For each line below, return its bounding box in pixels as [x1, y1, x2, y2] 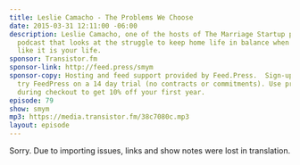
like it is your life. [17, 46, 102, 55]
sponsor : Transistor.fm [9, 54, 98, 63]
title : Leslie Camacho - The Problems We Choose [9, 12, 194, 22]
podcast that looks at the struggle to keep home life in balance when [17, 37, 290, 47]
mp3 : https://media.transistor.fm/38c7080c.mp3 [9, 112, 190, 121]
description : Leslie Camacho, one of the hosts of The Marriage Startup [9, 29, 286, 38]
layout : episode [9, 121, 70, 130]
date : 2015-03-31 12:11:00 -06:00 [9, 21, 138, 30]
